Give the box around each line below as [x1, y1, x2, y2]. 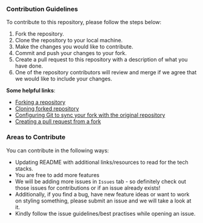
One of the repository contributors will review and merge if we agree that [14, 69, 197, 76]
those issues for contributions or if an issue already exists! [14, 184, 161, 192]
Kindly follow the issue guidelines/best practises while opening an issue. [14, 210, 196, 217]
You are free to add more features [14, 171, 100, 178]
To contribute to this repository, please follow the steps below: [6, 19, 162, 26]
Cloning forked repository [14, 105, 80, 112]
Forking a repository [14, 99, 66, 106]
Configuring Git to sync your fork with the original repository [14, 111, 166, 119]
